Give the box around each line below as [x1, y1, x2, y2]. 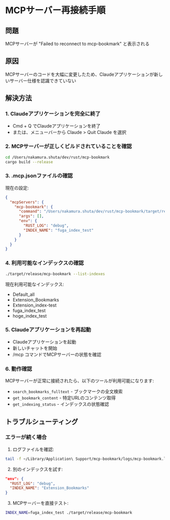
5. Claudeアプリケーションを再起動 [5, 326, 91, 333]
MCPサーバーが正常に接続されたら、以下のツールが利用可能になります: [5, 378, 154, 384]
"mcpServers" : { [10, 199, 44, 205]
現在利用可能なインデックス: [5, 281, 64, 287]
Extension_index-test [12, 302, 57, 308]
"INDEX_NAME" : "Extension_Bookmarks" [10, 486, 90, 491]
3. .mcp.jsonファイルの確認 [5, 172, 73, 180]
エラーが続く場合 [5, 434, 47, 441]
